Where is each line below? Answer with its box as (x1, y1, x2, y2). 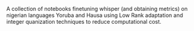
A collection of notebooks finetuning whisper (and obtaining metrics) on (6, 5, 188, 12)
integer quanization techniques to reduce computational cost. (6, 18, 162, 25)
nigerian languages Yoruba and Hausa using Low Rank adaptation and (6, 12, 184, 19)
